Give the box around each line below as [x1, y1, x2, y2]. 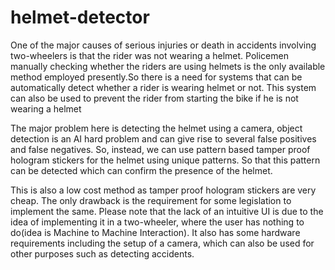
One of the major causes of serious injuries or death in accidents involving [10, 39, 317, 51]
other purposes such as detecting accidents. [10, 247, 195, 260]
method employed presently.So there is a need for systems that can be [10, 71, 303, 83]
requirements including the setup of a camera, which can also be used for [10, 237, 315, 249]
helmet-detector [10, 6, 150, 29]
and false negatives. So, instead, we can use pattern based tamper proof [10, 143, 311, 155]
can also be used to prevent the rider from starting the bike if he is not [10, 92, 299, 104]
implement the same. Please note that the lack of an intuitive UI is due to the [10, 205, 324, 217]
